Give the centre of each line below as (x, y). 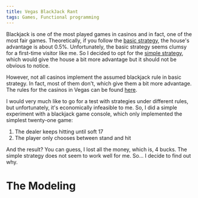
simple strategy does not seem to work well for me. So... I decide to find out (99, 155)
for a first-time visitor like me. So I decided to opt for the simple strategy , (95, 53)
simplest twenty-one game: (39, 120)
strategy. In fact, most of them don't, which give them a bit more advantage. (99, 83)
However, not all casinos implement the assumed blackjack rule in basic (94, 77)
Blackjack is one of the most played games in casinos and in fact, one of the (99, 34)
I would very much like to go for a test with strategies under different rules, (97, 101)
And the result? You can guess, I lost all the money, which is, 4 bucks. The (97, 149)
